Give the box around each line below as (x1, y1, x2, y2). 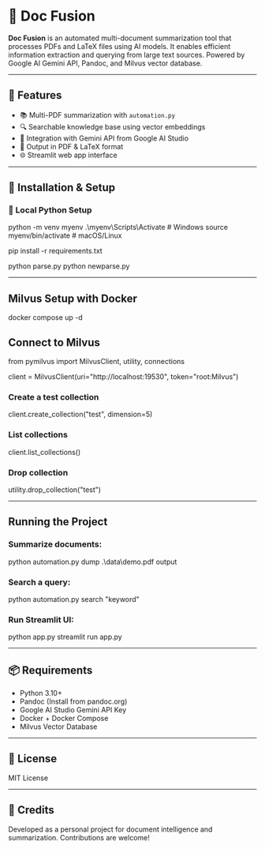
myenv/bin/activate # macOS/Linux (8, 231, 122, 240)
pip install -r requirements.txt (8, 246, 103, 256)
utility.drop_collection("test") (8, 485, 101, 494)
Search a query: (8, 577, 71, 588)
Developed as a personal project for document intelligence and (8, 825, 213, 834)
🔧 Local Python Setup (8, 205, 92, 216)
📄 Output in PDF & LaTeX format (19, 141, 124, 151)
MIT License (8, 773, 49, 783)
